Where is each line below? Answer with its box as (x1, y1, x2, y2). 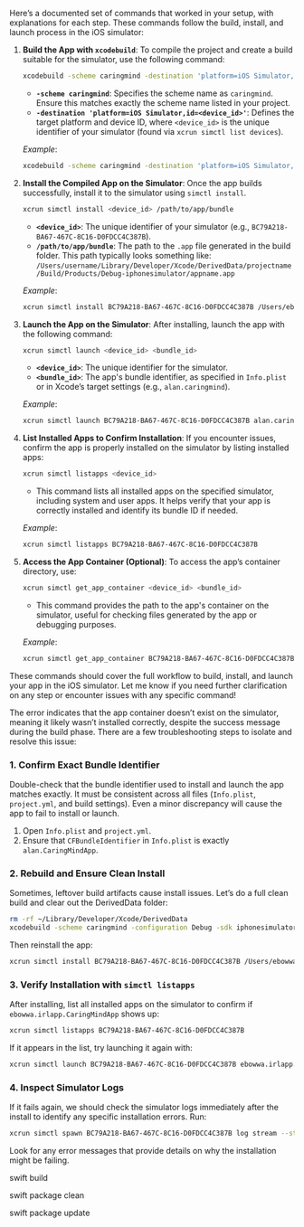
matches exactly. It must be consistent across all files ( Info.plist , (9, 788, 256, 799)
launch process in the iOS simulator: (9, 27, 145, 37)
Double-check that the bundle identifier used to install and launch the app (9, 779, 285, 790)
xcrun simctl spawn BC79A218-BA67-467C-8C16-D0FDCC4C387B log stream (9, 1129, 278, 1138)
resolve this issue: (9, 736, 77, 747)
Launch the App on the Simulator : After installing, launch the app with (22, 318, 285, 329)
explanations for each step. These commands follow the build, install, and (9, 17, 284, 28)
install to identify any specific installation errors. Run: (9, 1111, 207, 1122)
